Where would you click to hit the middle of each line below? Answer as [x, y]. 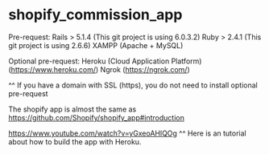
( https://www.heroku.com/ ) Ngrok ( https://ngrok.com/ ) [99, 69]
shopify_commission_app [95, 15]
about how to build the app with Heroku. [75, 141]
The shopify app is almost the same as [72, 109]
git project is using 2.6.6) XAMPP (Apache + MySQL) [96, 45]
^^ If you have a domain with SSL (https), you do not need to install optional [133, 85]
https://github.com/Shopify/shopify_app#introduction [97, 117]
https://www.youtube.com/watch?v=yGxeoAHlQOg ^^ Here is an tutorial [128, 133]
